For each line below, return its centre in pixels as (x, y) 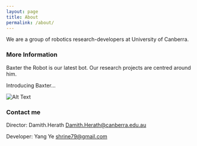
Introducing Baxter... (31, 85)
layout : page (22, 12)
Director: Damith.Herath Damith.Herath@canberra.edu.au (76, 125)
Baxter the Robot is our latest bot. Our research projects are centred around (99, 67)
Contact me (23, 112)
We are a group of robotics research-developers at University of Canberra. (98, 40)
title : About (22, 17)
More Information (32, 55)
